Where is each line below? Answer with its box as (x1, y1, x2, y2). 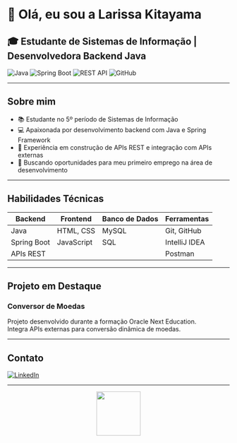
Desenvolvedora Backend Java (7, 49, 147, 62)
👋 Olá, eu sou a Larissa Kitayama (7, 6, 202, 23)
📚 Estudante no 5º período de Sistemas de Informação (17, 114, 178, 123)
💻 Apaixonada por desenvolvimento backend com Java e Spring (17, 125, 207, 134)
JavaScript (56, 237, 93, 247)
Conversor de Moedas (7, 301, 85, 311)
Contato (7, 352, 44, 364)
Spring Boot (11, 237, 51, 247)
